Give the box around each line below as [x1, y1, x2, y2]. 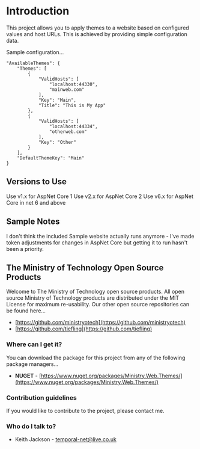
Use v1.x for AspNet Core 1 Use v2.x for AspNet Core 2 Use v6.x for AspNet [6, 193, 193, 200]
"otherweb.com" [49, 128, 87, 135]
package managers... [6, 360, 59, 368]
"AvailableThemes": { [6, 60, 61, 66]
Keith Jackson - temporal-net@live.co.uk [14, 436, 117, 443]
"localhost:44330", [49, 81, 98, 87]
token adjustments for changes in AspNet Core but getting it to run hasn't [6, 239, 188, 246]
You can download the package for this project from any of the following [6, 354, 186, 361]
